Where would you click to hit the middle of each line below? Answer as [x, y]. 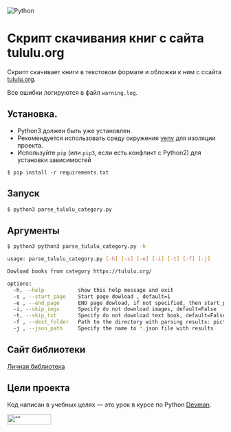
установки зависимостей [54, 160]
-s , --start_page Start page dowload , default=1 [92, 296]
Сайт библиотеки [46, 350]
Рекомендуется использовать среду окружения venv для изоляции [116, 138]
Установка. [32, 114]
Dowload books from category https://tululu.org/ [80, 271]
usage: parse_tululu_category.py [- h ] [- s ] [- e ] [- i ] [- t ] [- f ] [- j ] [109, 259]
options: [20, 284]
